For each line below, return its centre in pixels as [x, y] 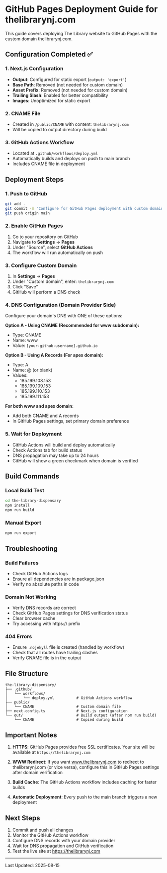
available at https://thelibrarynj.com [51, 752]
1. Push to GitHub [26, 193]
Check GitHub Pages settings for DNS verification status [70, 613]
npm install [17, 506]
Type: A [20, 365]
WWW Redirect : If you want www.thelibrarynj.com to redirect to [78, 762]
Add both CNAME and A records [45, 416]
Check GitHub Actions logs [40, 573]
